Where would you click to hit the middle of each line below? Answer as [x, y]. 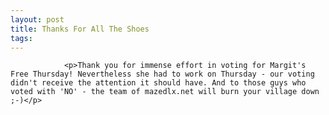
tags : [21, 38]
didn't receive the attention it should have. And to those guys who [158, 83]
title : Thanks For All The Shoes [80, 29]
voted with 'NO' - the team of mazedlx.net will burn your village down [165, 92]
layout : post [37, 19]
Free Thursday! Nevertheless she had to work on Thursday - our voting [162, 74]
